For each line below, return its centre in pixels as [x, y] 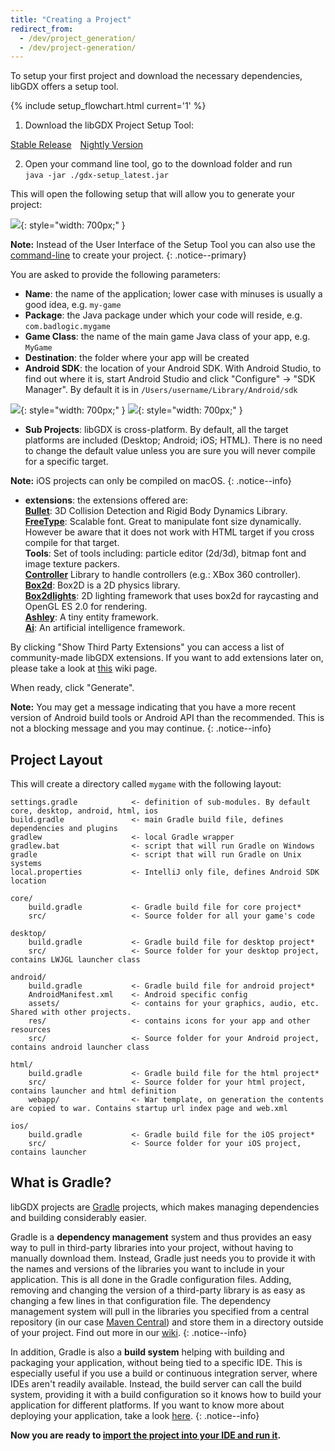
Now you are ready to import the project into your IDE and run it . [146, 1435]
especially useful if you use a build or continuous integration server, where [164, 1373]
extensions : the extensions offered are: [106, 500]
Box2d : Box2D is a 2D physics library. [102, 585]
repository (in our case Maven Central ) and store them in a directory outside [167, 1322]
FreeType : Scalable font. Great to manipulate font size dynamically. [163, 522]
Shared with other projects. [71, 1012]
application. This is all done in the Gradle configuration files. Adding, [151, 1279]
